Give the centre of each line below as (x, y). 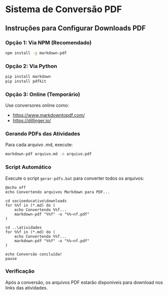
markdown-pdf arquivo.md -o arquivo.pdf (49, 154)
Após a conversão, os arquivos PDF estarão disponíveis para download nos (84, 282)
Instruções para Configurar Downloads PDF (76, 28)
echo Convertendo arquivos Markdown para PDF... (58, 192)
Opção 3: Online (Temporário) (43, 94)
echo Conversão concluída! (34, 254)
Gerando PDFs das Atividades (43, 134)
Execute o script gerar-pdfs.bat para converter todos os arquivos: (75, 178)
